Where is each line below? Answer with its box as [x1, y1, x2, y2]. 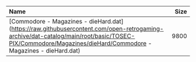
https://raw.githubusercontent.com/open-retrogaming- [11, 25, 164, 33]
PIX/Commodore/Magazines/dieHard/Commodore [9, 39, 147, 47]
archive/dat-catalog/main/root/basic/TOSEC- [9, 32, 135, 40]
